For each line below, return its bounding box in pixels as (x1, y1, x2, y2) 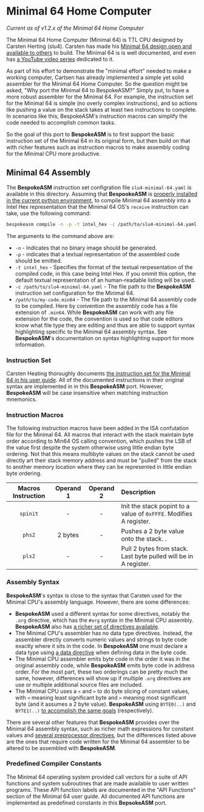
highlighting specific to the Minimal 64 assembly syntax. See (15, 328, 168, 335)
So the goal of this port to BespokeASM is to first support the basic (6, 131, 175, 138)
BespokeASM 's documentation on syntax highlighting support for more (15, 334, 194, 341)
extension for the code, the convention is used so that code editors (15, 315, 183, 322)
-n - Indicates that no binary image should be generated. (15, 244, 157, 251)
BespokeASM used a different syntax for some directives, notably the (15, 610, 190, 617)
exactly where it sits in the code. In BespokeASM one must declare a (15, 642, 188, 649)
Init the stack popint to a (121, 502, 190, 511)
